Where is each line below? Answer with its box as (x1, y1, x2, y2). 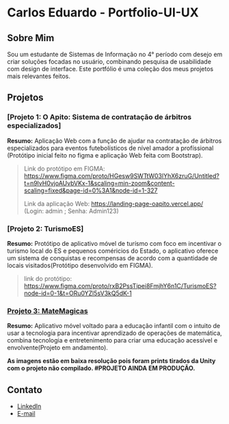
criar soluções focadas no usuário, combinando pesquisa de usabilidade (7, 58, 212, 66)
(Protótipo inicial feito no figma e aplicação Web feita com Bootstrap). (7, 151, 203, 159)
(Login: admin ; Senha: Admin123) (23, 207, 120, 215)
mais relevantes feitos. (7, 72, 70, 80)
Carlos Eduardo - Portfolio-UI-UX (7, 5, 200, 21)
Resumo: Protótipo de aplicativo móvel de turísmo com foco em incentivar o (7, 239, 222, 247)
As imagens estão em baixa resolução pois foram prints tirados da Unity (7, 357, 216, 365)
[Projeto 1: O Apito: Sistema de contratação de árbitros (7, 112, 192, 122)
